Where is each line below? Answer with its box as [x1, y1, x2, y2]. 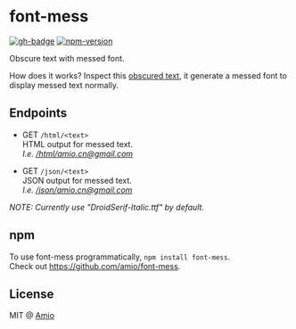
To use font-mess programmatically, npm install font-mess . [9, 251, 230, 262]
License [9, 286, 54, 301]
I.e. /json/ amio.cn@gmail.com [21, 185, 133, 195]
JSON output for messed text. [21, 175, 132, 185]
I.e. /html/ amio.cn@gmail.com [21, 148, 134, 159]
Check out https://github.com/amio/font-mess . [9, 260, 181, 271]
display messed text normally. [9, 79, 119, 90]
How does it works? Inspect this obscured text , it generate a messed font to [9, 70, 288, 81]
